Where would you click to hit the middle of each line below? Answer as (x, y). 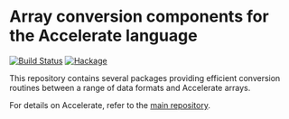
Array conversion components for (139, 17)
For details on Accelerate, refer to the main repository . (110, 105)
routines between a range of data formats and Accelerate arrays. (130, 87)
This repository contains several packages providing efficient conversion (145, 78)
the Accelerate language (103, 36)
